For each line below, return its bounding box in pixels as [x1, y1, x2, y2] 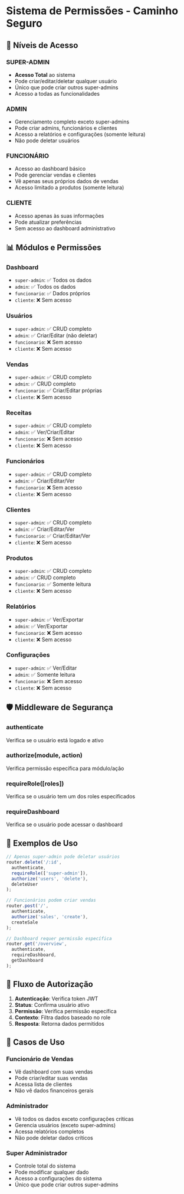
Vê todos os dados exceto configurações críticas [14, 1115, 134, 1123]
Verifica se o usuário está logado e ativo [6, 736, 104, 743]
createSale [11, 919, 38, 925]
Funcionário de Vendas [6, 1055, 74, 1063]
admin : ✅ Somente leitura [14, 671, 75, 678]
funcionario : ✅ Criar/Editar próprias [14, 387, 102, 394]
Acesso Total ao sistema [14, 71, 75, 78]
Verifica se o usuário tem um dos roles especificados [6, 793, 136, 800]
